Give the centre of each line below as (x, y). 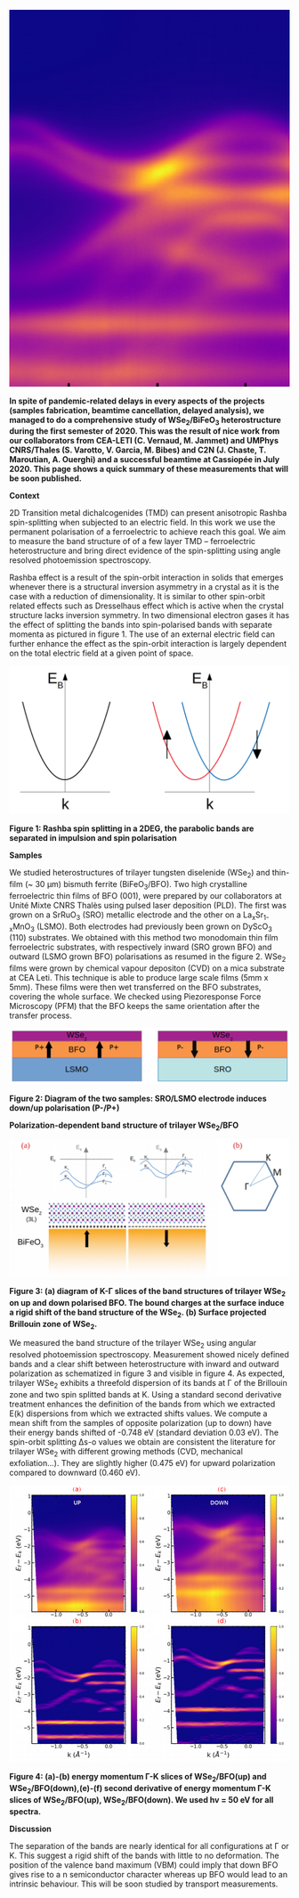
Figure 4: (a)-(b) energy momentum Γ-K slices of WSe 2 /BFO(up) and (138, 1778)
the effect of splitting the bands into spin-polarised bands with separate (141, 625)
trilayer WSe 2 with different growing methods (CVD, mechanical (126, 1452)
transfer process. (41, 1015)
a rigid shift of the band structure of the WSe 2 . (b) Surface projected (138, 1313)
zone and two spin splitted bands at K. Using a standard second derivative (145, 1394)
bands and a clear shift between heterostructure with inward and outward (144, 1364)
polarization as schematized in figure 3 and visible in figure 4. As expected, (147, 1373)
